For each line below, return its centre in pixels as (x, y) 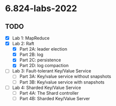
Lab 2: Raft (23, 44)
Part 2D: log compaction (44, 66)
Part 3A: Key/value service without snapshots (65, 76)
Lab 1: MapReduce (31, 38)
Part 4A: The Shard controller (49, 93)
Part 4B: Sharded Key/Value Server (55, 98)
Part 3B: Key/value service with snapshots (62, 82)
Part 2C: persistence (40, 60)
